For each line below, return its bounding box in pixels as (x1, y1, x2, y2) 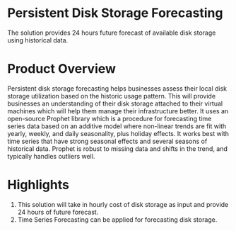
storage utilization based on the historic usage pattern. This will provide (7, 91, 216, 100)
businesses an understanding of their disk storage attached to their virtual (7, 99, 223, 108)
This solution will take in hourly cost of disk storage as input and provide (17, 200, 229, 208)
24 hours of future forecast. (17, 208, 99, 216)
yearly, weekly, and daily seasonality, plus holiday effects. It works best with (7, 129, 230, 137)
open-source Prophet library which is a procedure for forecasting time (7, 114, 212, 123)
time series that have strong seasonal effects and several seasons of (7, 137, 208, 145)
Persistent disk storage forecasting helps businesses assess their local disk (7, 84, 228, 93)
